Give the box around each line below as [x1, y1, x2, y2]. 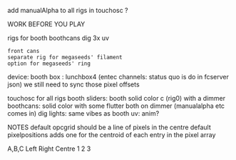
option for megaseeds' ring [7, 60, 91, 67]
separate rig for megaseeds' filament [7, 54, 123, 61]
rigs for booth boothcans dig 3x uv [7, 34, 109, 42]
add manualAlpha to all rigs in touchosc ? [7, 6, 128, 14]
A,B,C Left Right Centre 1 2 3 [7, 144, 91, 153]
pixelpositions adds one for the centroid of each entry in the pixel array [7, 131, 216, 139]
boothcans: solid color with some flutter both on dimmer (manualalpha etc [7, 101, 225, 110]
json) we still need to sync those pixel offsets [7, 80, 140, 89]
